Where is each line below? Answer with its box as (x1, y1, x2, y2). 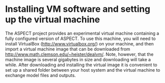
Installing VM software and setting (5, 3, 151, 15)
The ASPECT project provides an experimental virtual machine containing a (5, 30, 160, 36)
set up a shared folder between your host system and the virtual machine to (5, 67, 161, 73)
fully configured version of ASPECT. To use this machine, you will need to (5, 36, 156, 41)
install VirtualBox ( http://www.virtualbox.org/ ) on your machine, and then (5, 41, 154, 46)
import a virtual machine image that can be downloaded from (5, 46, 131, 52)
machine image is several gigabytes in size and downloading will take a (5, 56, 151, 62)
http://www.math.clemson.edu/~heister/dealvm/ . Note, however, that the (5, 51, 154, 57)
